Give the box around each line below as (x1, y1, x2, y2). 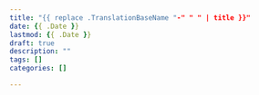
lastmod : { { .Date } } (9, 30, 92, 39)
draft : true (9, 38, 55, 48)
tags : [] (9, 55, 43, 64)
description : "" (9, 47, 71, 56)
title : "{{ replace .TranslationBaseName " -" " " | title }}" (9, 13, 251, 23)
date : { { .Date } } (9, 22, 79, 31)
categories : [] (9, 64, 67, 73)
